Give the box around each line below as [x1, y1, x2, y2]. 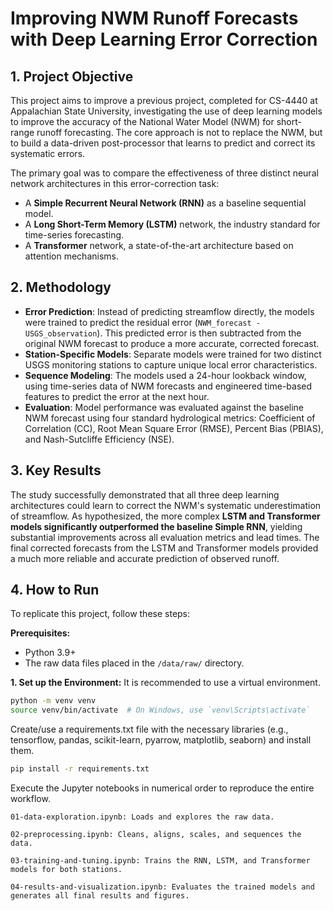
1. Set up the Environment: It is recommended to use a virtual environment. [10, 677, 321, 689]
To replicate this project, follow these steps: [10, 608, 191, 620]
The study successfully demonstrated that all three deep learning [10, 488, 280, 501]
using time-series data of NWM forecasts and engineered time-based [24, 380, 313, 392]
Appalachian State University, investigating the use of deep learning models [10, 105, 323, 117]
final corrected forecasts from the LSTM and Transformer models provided [10, 542, 319, 554]
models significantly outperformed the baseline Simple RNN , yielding [10, 520, 303, 532]
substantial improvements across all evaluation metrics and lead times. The [10, 531, 320, 543]
